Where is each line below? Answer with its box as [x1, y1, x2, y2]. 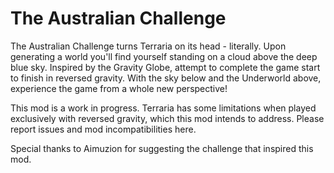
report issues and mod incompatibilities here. [10, 123, 197, 135]
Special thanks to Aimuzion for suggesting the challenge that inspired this [10, 142, 314, 154]
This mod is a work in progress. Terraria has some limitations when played [10, 102, 317, 114]
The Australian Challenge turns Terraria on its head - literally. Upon [10, 40, 287, 52]
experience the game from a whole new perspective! [10, 82, 228, 94]
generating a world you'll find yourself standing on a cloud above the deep [10, 50, 318, 62]
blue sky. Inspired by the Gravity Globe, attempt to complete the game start [10, 61, 321, 73]
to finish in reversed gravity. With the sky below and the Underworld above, [10, 72, 322, 84]
